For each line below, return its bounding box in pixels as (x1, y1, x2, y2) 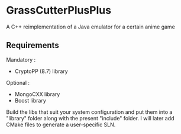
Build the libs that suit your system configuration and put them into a (6, 108, 173, 116)
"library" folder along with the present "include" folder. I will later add (6, 114, 174, 122)
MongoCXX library (14, 90, 60, 98)
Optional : (6, 79, 30, 86)
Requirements (6, 40, 59, 50)
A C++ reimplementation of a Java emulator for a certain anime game (6, 23, 176, 30)
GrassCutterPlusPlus (6, 4, 111, 17)
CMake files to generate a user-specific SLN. (6, 121, 116, 128)
